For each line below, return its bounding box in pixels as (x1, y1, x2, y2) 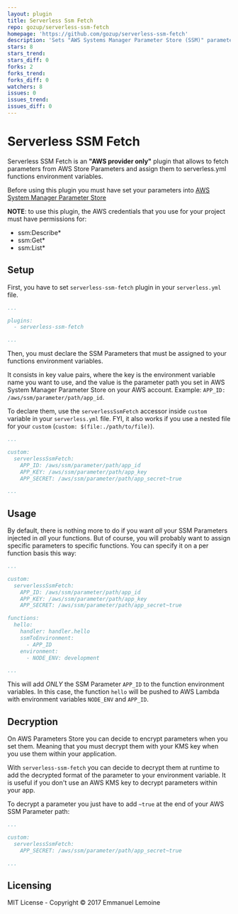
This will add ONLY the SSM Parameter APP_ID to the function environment (7, 680, 225, 689)
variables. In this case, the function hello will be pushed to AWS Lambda (7, 687, 220, 696)
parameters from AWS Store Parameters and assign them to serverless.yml (7, 164, 227, 173)
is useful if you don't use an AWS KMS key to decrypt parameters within (7, 778, 218, 787)
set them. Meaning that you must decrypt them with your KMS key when (7, 742, 219, 751)
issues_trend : (7, 97, 50, 104)
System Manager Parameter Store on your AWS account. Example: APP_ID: (7, 386, 226, 394)
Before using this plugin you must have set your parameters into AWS (7, 185, 210, 194)
